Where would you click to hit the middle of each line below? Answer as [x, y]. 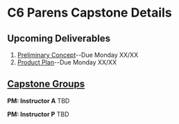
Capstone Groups [46, 84]
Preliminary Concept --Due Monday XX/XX [78, 55]
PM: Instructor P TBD [38, 114]
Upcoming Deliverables [59, 38]
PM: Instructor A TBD [39, 100]
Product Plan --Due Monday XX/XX [67, 62]
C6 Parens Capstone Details [89, 13]
